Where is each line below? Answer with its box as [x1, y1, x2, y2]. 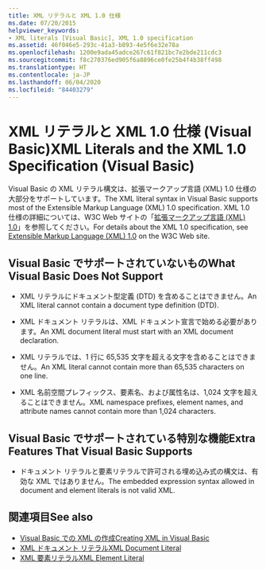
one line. [19, 371, 48, 381]
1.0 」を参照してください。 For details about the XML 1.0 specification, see [8, 222, 249, 232]
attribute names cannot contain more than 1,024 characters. [19, 407, 216, 416]
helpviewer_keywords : [8, 26, 80, 34]
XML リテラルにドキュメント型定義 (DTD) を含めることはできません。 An [19, 291, 257, 301]
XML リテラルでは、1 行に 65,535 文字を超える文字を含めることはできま [19, 352, 256, 362]
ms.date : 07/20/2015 [8, 19, 77, 27]
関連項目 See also [8, 510, 94, 524]
